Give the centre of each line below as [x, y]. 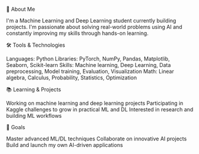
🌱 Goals [16, 127]
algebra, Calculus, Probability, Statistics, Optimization [72, 78]
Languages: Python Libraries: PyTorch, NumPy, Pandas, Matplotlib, [88, 59]
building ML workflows [34, 116]
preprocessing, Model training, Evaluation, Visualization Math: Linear [90, 71]
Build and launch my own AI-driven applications [65, 145]
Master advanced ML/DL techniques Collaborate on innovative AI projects [97, 139]
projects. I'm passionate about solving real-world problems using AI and [94, 27]
